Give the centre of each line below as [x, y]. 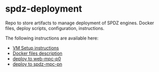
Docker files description [37, 53]
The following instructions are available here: [52, 38]
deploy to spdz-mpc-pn [37, 64]
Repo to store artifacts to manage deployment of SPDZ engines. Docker [80, 23]
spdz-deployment [44, 9]
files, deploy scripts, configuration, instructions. [55, 28]
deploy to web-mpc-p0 [37, 58]
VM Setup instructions [36, 48]
